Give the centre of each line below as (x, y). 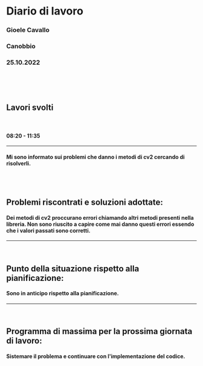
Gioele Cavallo (28, 30)
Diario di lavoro (45, 11)
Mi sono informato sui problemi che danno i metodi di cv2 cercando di (96, 157)
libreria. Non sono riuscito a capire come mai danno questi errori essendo (100, 224)
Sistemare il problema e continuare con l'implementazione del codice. (96, 356)
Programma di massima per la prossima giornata (99, 331)
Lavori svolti (30, 107)
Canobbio (21, 47)
